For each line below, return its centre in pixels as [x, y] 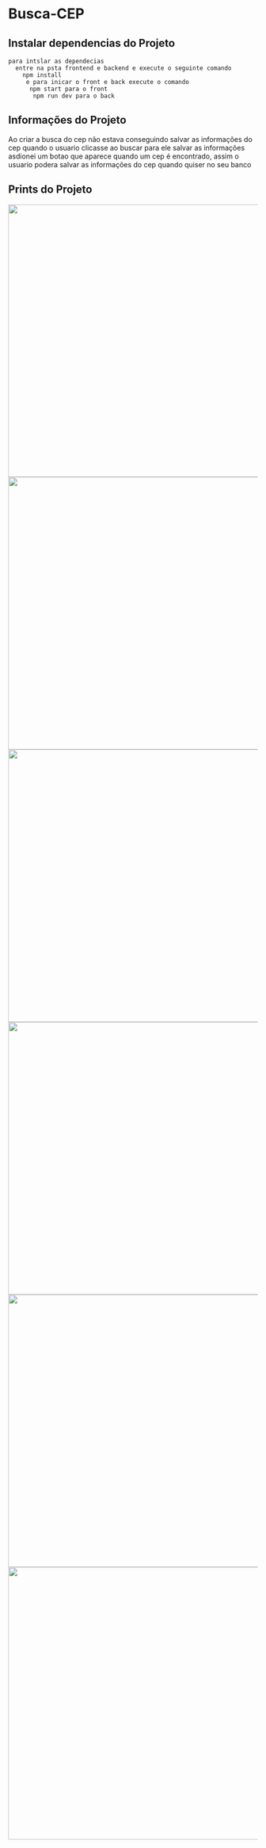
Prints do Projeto [50, 190]
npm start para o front [68, 89]
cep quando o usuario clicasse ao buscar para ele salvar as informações [127, 147]
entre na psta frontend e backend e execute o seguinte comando [123, 68]
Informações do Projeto [67, 120]
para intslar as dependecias [56, 61]
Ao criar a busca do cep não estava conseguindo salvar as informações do [131, 139]
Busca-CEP [46, 14]
